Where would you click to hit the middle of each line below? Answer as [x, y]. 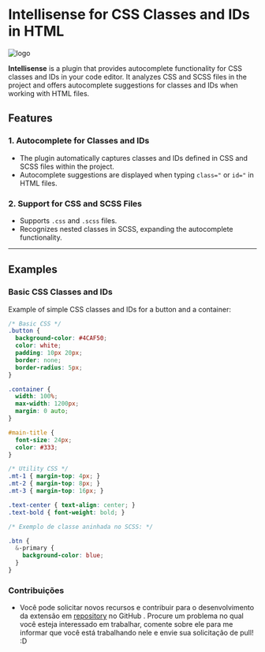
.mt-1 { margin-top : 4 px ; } [54, 476]
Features [30, 119]
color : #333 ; [37, 447]
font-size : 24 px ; [44, 440]
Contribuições [36, 591]
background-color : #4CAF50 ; [62, 338]
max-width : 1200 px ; [47, 404]
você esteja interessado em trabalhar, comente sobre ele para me [126, 624]
